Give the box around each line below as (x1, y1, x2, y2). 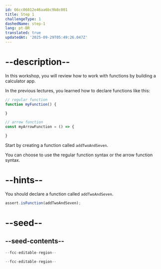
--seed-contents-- (5, 237, 65, 246)
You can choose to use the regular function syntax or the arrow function (5, 152, 153, 158)
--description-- (5, 57, 71, 67)
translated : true (5, 30, 41, 35)
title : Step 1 (5, 12, 35, 17)
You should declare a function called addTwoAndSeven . (5, 191, 114, 197)
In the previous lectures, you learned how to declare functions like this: (5, 87, 151, 93)
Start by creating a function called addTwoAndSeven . (5, 142, 108, 148)
